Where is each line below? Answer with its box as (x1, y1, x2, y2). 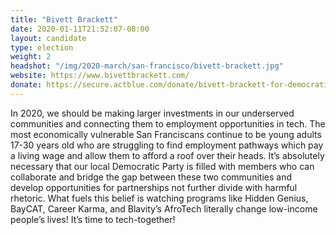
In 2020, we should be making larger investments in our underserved (10, 107, 295, 119)
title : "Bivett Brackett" (10, 14, 118, 25)
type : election (10, 42, 74, 53)
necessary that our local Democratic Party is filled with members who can (10, 160, 315, 172)
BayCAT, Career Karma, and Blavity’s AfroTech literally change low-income (10, 202, 318, 215)
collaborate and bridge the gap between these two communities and (10, 171, 292, 183)
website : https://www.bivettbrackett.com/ (10, 71, 190, 81)
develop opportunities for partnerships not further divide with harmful (10, 181, 298, 193)
